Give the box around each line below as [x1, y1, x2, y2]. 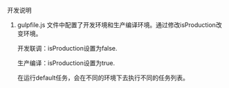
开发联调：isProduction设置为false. [17, 44, 118, 52]
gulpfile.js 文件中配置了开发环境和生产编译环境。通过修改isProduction [17, 21, 217, 29]
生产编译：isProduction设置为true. [17, 59, 116, 67]
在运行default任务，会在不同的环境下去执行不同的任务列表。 [17, 73, 189, 82]
